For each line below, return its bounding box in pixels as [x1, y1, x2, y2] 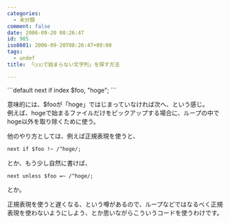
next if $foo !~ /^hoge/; [7, 145, 81, 152]
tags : [7, 49, 23, 56]
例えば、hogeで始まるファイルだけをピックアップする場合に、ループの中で [7, 108, 220, 117]
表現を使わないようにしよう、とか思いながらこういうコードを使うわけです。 [7, 209, 223, 217]
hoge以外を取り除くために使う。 [7, 117, 100, 126]
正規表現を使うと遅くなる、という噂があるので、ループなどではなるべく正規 [7, 200, 223, 209]
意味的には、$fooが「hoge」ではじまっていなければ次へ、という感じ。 [7, 100, 209, 108]
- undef [13, 55, 36, 62]
